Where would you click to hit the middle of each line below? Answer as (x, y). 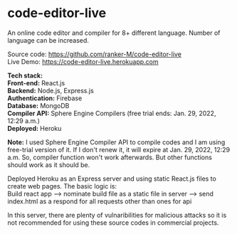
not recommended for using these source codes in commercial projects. (113, 223)
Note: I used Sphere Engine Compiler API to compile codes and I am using (116, 142)
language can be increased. (48, 40)
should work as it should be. (49, 164)
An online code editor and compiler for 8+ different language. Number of (114, 33)
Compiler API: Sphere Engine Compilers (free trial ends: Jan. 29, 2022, (112, 113)
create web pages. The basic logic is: (62, 186)
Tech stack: (25, 75)
